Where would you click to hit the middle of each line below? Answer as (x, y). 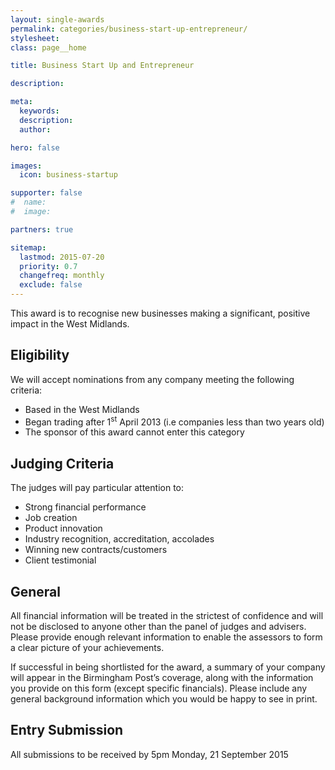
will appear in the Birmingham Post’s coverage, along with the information (162, 678)
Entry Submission (67, 730)
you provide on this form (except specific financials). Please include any (159, 688)
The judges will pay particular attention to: (97, 488)
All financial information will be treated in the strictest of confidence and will (167, 616)
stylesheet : (35, 38)
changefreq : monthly (62, 276)
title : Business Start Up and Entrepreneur (102, 66)
